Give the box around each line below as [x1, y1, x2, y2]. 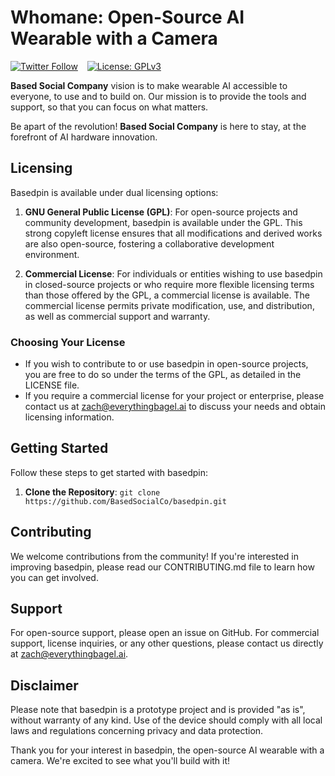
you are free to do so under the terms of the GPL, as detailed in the [24, 369, 302, 381]
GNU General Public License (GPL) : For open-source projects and [24, 206, 298, 218]
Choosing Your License [10, 335, 126, 349]
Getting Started [10, 440, 109, 457]
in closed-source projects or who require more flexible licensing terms [24, 278, 315, 290]
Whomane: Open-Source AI [10, 6, 245, 29]
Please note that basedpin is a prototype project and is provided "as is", [10, 704, 306, 716]
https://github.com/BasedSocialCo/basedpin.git [24, 496, 227, 506]
